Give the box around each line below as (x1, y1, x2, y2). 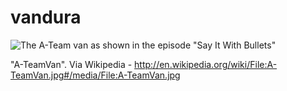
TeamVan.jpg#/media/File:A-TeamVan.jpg (10, 69, 181, 81)
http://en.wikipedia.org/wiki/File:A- (134, 58, 278, 70)
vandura (10, 6, 82, 29)
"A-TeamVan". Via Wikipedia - (10, 58, 133, 70)
